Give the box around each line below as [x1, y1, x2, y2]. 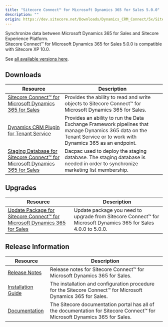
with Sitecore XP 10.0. [5, 46, 50, 53]
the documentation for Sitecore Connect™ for [49, 307, 156, 314]
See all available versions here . [5, 56, 69, 62]
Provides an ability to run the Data [64, 115, 144, 122]
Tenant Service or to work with [64, 133, 136, 140]
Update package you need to [73, 207, 142, 213]
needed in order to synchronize [64, 160, 138, 167]
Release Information [5, 242, 70, 251]
